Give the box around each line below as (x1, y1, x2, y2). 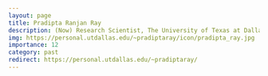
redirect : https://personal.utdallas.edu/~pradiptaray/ (8, 56, 198, 64)
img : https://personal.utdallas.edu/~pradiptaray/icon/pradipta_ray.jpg (8, 33, 255, 42)
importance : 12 (8, 41, 59, 49)
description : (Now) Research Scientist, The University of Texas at (8, 26, 241, 34)
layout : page (8, 11, 52, 20)
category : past (8, 48, 59, 56)
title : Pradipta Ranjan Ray (8, 19, 102, 27)
